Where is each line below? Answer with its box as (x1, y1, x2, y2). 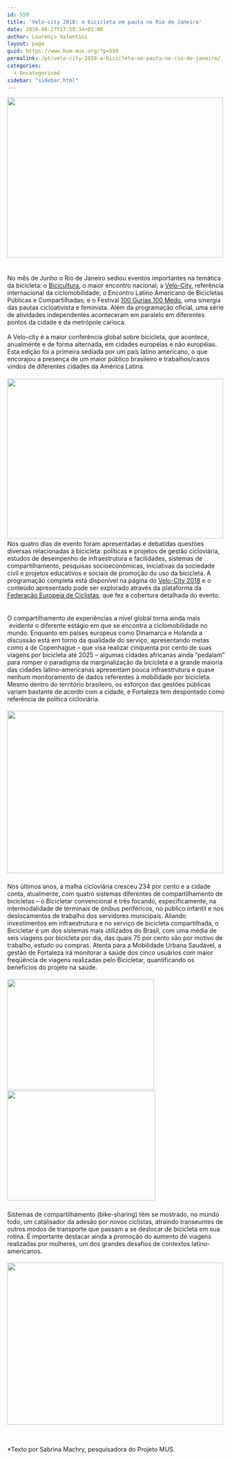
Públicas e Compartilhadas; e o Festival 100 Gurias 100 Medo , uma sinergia (7, 296, 221, 305)
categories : (7, 62, 41, 69)
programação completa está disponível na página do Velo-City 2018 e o (7, 576, 211, 584)
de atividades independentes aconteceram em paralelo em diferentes (7, 311, 205, 319)
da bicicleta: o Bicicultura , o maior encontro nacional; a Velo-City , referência (7, 281, 224, 290)
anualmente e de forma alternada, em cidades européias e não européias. (7, 340, 217, 349)
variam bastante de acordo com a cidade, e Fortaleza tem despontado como (7, 687, 225, 696)
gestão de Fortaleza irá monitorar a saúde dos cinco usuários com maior (7, 948, 213, 957)
